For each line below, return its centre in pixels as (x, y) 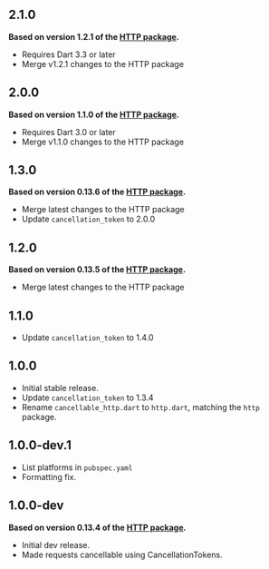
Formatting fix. (49, 476)
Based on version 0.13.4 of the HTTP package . (97, 527)
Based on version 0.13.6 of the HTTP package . (97, 192)
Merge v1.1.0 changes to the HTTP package (103, 142)
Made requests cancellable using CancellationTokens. (122, 554)
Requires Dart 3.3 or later (68, 54)
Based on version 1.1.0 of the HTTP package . (94, 114)
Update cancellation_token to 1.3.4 (88, 397)
